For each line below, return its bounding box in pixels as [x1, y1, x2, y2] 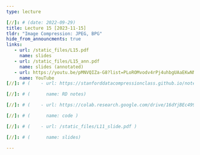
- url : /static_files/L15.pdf [14, 47, 89, 54]
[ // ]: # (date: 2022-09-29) [6, 19, 76, 26]
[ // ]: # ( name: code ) [6, 113, 79, 119]
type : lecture [6, 8, 42, 15]
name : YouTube [19, 75, 55, 81]
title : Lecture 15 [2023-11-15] [6, 25, 86, 31]
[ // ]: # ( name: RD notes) [6, 91, 86, 97]
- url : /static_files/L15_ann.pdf [14, 58, 100, 64]
